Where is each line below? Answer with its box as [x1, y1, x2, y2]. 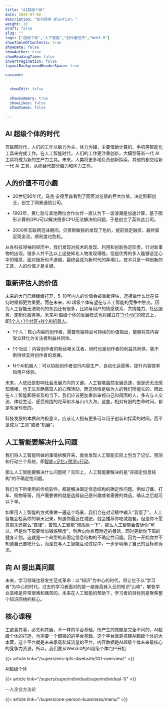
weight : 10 [5, 21, 28, 27]
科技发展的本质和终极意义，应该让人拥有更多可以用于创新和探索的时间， [5, 415, 154, 422]
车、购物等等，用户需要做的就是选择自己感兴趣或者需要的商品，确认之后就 [5, 493, 158, 499]
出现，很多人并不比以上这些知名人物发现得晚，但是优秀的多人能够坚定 [13, 250, 158, 256]
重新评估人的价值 [5, 279, 58, 288]
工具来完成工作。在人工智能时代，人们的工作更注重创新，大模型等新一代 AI [5, 150, 160, 156]
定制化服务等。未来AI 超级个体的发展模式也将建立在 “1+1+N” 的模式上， [13, 312, 159, 318]
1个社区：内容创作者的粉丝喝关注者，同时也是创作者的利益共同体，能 [12, 346, 155, 352]
